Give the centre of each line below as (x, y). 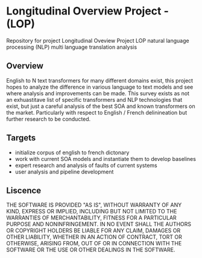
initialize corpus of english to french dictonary (72, 153)
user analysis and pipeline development (64, 171)
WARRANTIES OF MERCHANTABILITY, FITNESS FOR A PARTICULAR (91, 218)
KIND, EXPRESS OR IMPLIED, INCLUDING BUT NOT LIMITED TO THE (92, 212)
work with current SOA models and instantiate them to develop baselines (105, 159)
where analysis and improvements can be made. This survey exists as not (98, 93)
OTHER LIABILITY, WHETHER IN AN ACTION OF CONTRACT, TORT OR (94, 237)
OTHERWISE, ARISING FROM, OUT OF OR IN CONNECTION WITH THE (94, 244)
